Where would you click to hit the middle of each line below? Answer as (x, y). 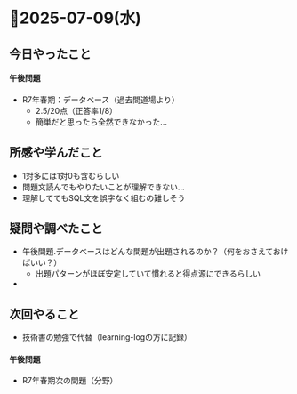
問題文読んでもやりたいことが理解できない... (103, 187)
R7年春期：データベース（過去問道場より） (100, 100)
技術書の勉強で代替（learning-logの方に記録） (107, 337)
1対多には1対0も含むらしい (71, 175)
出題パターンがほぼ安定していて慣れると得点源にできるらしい (148, 274)
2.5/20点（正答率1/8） (76, 110)
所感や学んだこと (56, 153)
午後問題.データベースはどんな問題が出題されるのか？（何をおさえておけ (155, 252)
